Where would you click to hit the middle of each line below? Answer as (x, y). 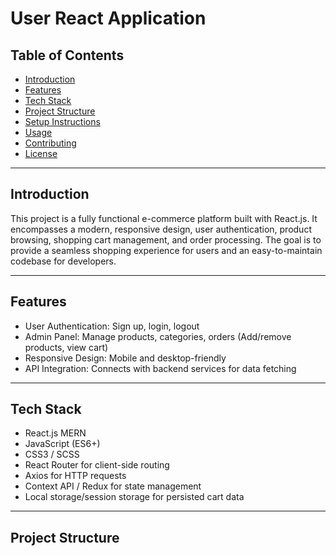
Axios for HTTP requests (75, 476)
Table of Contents (67, 55)
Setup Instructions (62, 121)
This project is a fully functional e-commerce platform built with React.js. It (164, 218)
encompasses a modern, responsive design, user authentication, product (161, 229)
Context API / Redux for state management (113, 486)
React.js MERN (55, 433)
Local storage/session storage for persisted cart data (134, 497)
